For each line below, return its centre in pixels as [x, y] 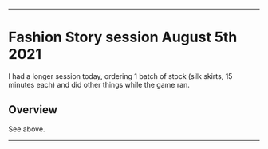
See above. [27, 129]
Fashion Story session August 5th [123, 37]
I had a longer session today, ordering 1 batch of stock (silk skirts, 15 [120, 76]
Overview [33, 110]
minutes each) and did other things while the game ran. [99, 84]
